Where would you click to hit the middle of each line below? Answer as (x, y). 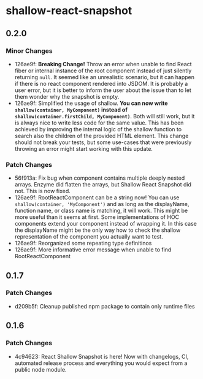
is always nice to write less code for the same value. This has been (99, 123)
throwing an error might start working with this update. (83, 148)
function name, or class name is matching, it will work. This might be (101, 211)
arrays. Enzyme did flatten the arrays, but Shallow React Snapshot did (103, 185)
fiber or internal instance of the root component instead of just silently (103, 71)
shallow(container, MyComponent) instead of (71, 109)
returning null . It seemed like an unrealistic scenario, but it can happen (104, 77)
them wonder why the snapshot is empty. (67, 96)
